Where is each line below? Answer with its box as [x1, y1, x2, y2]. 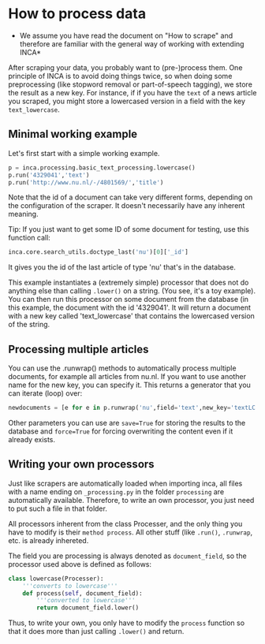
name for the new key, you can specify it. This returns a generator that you [8, 380, 251, 390]
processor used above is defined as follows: [8, 559, 152, 568]
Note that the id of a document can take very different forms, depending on [8, 192, 253, 202]
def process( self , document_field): [22, 589, 144, 597]
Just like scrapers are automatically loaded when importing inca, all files [8, 478, 243, 488]
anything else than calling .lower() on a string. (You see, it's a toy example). [8, 286, 256, 296]
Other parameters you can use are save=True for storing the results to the [8, 418, 246, 427]
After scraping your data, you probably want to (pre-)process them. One [8, 62, 243, 72]
